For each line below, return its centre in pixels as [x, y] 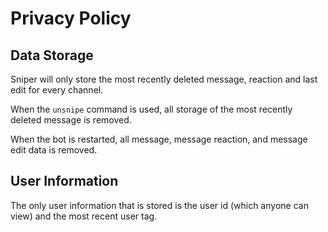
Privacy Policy [71, 18]
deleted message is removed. [71, 120]
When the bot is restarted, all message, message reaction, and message [159, 139]
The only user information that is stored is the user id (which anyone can [159, 205]
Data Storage [52, 55]
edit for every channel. [57, 90]
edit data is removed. [54, 150]
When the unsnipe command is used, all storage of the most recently [151, 109]
